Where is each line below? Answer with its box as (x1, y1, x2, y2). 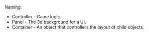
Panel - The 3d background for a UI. (11, 19, 86, 25)
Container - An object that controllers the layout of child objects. (11, 24, 145, 30)
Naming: (4, 4, 22, 10)
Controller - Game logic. (11, 14, 62, 19)
